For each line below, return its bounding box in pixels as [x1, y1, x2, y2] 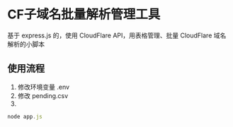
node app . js [7, 113, 42, 120]
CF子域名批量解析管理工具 [7, 6, 161, 23]
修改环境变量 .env [17, 83, 69, 91]
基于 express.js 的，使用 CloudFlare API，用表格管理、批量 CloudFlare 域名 [7, 31, 227, 40]
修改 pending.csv [17, 91, 69, 99]
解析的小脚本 [7, 40, 45, 48]
